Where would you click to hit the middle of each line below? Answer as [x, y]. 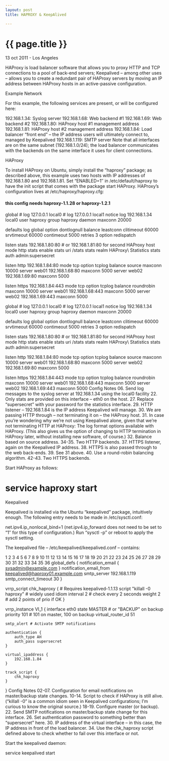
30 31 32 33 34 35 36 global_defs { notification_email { [62, 563]
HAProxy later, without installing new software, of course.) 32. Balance [79, 437]
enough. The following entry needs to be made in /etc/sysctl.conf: [74, 517]
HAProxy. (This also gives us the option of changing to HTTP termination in [83, 431]
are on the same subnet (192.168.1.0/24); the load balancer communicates [82, 145]
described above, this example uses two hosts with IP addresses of [75, 176]
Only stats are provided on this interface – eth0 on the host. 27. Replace [79, 399]
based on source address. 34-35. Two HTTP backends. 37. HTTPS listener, [83, 442]
